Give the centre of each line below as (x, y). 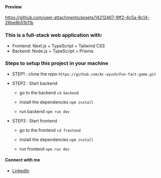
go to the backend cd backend (49, 92)
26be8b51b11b (19, 23)
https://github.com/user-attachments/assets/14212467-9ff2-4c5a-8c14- (77, 17)
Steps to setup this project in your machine (57, 63)
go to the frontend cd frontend (50, 130)
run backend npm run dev (44, 111)
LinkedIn (21, 171)
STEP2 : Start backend (34, 83)
